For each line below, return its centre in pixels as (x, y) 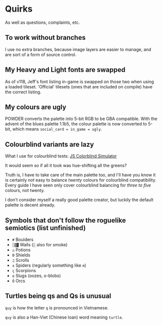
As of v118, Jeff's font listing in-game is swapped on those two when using (80, 82)
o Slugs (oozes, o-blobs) (37, 276)
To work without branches (45, 38)
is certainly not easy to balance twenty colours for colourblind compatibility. (81, 180)
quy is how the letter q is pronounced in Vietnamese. (57, 308)
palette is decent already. (30, 205)
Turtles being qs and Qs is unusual (58, 296)
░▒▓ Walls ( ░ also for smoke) (40, 245)
